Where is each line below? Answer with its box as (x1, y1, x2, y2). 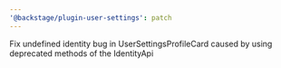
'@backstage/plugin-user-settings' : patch (9, 13, 172, 23)
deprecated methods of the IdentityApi (9, 47, 154, 59)
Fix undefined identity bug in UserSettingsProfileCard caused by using (9, 38, 273, 49)
